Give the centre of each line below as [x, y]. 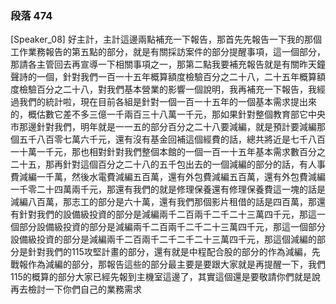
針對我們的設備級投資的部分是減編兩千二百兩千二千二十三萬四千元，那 [163, 214]
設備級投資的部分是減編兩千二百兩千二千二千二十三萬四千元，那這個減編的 [163, 239]
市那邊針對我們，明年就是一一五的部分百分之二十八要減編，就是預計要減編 [163, 127]
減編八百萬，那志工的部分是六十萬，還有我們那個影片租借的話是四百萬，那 [163, 202]
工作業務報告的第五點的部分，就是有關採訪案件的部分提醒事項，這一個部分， [168, 52]
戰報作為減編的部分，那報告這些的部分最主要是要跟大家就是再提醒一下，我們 [168, 264]
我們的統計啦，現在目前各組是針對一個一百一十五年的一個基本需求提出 [163, 102]
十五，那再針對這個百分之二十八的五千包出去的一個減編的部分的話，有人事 [172, 164]
